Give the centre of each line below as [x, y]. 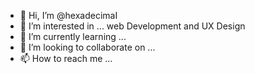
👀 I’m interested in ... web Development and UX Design [132, 26]
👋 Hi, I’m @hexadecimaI [68, 15]
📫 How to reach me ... [66, 58]
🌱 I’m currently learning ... [73, 36]
